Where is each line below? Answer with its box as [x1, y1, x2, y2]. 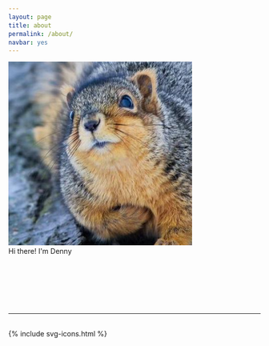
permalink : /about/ [8, 30, 74, 38]
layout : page [8, 13, 52, 21]
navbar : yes [8, 38, 48, 46]
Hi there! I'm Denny [8, 247, 72, 256]
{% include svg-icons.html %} [8, 329, 108, 339]
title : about [8, 21, 52, 30]
